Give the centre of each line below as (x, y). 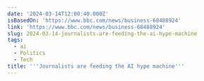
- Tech (23, 60)
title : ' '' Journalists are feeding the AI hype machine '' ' (96, 66)
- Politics (30, 54)
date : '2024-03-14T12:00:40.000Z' (58, 14)
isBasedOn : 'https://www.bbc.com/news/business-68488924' (94, 20)
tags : (15, 40)
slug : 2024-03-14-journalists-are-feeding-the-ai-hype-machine (102, 33)
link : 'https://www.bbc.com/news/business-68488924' (86, 27)
